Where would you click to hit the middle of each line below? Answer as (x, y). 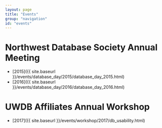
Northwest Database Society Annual (81, 48)
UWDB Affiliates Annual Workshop (78, 107)
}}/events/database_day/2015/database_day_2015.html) (68, 77)
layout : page (18, 10)
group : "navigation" (26, 19)
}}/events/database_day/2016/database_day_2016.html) (68, 87)
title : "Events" (22, 14)
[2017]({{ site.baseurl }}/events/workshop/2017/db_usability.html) (79, 121)
